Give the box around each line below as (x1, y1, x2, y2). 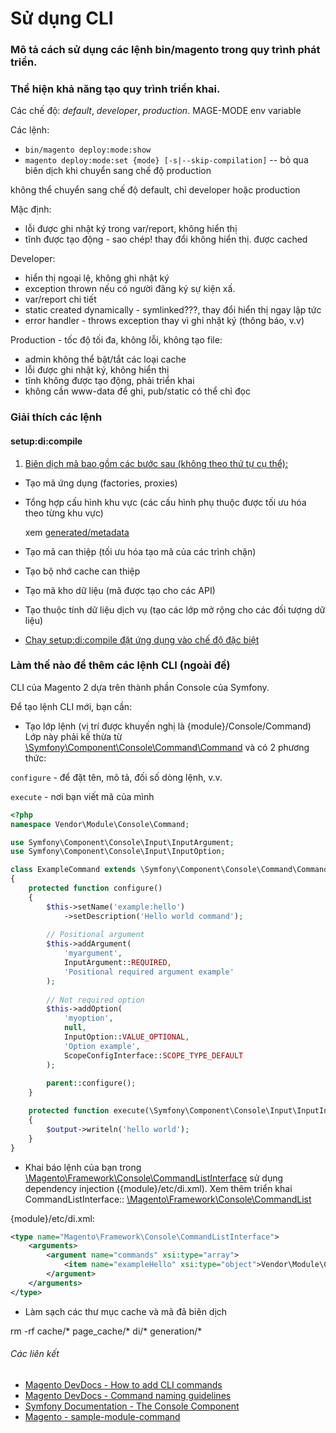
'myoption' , (63, 1013, 114, 1024)
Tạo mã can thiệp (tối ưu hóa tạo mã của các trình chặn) (24, 545, 257, 557)
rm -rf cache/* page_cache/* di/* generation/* (10, 1325, 203, 1337)
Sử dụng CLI (10, 7, 114, 30)
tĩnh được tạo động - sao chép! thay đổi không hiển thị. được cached (24, 233, 308, 246)
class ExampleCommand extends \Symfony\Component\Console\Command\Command (10, 865, 329, 875)
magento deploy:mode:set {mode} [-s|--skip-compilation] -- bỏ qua (24, 154, 309, 166)
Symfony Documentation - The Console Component (24, 1400, 240, 1412)
